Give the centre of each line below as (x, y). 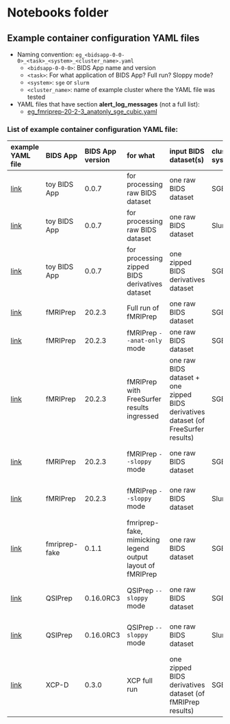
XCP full (139, 681)
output (137, 557)
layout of (141, 566)
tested (36, 97)
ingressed (143, 416)
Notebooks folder (58, 13)
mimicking (143, 540)
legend (138, 549)
